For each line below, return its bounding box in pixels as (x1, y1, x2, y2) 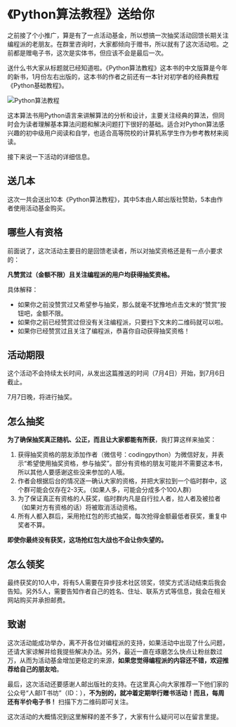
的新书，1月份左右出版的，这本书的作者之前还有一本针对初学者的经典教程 (7, 72, 219, 81)
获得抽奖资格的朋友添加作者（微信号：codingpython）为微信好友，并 (17, 450, 218, 459)
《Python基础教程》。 (7, 81, 68, 89)
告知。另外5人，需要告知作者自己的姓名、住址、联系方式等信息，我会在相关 (7, 587, 227, 595)
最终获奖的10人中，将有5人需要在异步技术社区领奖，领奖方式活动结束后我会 (7, 579, 227, 586)
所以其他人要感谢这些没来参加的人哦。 (17, 468, 129, 476)
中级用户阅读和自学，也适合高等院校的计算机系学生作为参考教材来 (31, 128, 223, 137)
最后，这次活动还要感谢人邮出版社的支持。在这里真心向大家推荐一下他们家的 (7, 680, 229, 688)
